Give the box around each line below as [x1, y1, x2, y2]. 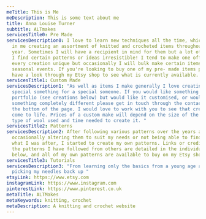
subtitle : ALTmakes [6, 26, 56, 33]
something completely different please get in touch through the [12, 100, 183, 106]
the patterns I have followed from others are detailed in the [12, 145, 177, 152]
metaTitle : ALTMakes [6, 191, 59, 198]
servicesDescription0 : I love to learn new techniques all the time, [6, 37, 188, 44]
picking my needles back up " [12, 169, 89, 175]
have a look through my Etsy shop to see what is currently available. [12, 72, 199, 78]
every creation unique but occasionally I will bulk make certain [12, 60, 185, 66]
